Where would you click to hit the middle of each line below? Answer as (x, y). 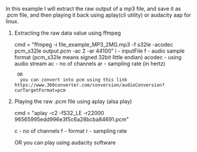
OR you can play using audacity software (65, 142)
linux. (12, 21)
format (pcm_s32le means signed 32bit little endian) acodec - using (98, 57)
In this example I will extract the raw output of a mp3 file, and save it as (93, 9)
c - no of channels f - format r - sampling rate (70, 131)
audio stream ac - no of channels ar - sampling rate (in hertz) (90, 63)
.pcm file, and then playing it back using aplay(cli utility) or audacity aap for (99, 15)
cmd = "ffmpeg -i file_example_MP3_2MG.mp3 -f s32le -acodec (94, 45)
